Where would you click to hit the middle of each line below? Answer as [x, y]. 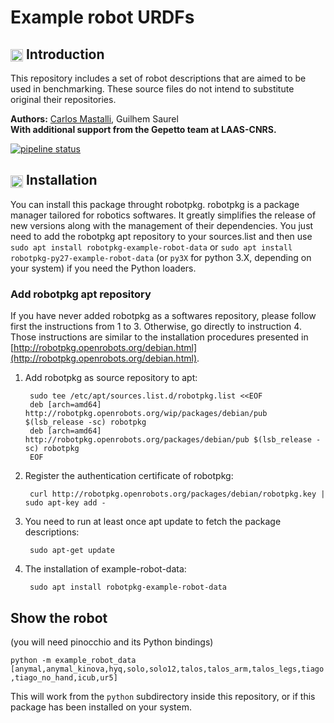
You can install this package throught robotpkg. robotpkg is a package [155, 204]
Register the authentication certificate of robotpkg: [129, 476]
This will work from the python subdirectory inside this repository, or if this [163, 696]
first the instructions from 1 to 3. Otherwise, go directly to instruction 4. [156, 327]
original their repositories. [63, 99]
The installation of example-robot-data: [105, 569]
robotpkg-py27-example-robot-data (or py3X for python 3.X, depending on [161, 257]
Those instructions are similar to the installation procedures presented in [159, 337]
